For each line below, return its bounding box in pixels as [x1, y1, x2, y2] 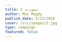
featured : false [5, 29, 38, 34]
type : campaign [5, 25, 36, 30]
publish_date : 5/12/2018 [5, 16, 55, 21]
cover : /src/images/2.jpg [5, 20, 57, 26]
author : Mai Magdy [5, 12, 42, 16]
